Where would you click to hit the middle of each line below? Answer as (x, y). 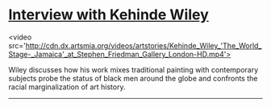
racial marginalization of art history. (67, 87)
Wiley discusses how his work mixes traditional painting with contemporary (133, 69)
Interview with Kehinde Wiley (109, 15)
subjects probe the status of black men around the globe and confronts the (133, 78)
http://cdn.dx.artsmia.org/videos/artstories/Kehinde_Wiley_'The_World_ (144, 45)
